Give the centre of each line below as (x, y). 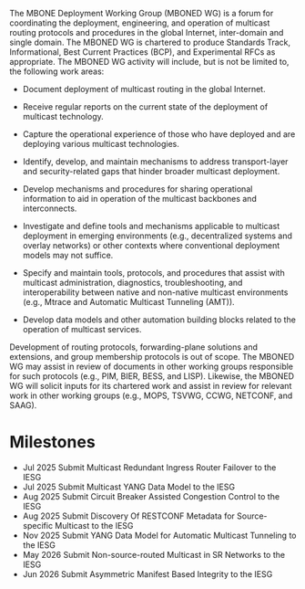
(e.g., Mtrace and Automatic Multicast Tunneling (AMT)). (128, 302)
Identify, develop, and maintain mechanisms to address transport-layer (155, 162)
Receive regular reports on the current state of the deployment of (145, 107)
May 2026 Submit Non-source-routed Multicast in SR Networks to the (153, 554)
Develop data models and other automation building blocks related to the (159, 320)
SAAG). (23, 405)
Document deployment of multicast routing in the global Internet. (144, 89)
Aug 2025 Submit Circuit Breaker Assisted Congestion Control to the (151, 496)
